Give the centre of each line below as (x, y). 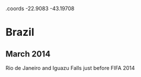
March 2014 (28, 54)
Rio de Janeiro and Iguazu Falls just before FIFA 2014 (70, 68)
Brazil (20, 32)
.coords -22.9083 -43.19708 (40, 9)
